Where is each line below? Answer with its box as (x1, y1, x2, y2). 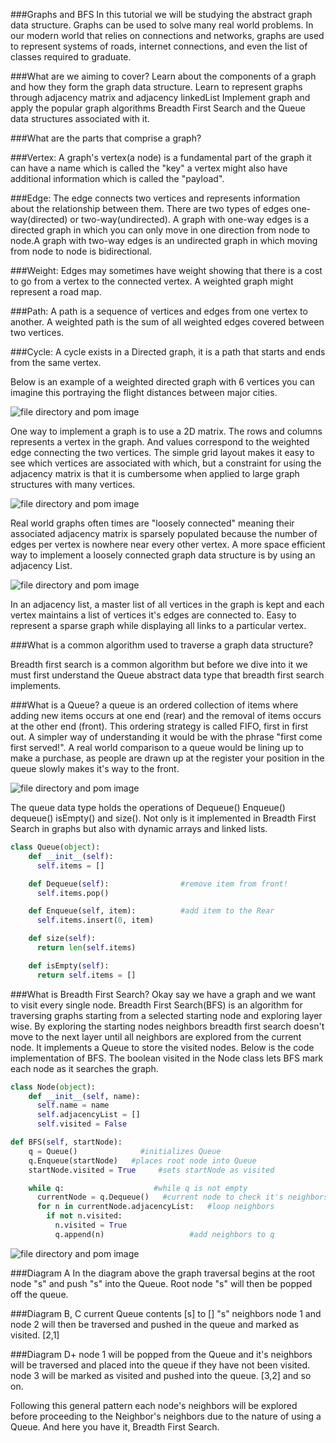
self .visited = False (36, 1119, 128, 1129)
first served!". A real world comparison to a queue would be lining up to (10, 742, 304, 753)
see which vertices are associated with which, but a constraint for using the (10, 457, 322, 469)
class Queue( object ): (10, 842, 101, 852)
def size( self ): (28, 934, 97, 944)
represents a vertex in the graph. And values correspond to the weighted (10, 436, 310, 448)
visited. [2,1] (10, 1329, 60, 1341)
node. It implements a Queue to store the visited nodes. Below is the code (10, 1041, 315, 1053)
